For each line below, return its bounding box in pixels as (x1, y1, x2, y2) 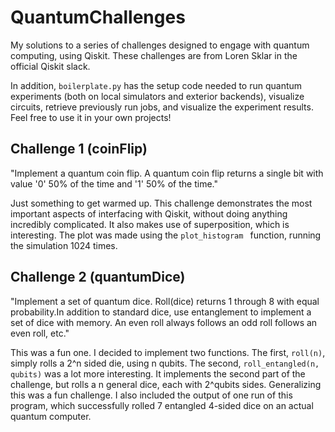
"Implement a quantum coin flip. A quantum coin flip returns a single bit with (10, 167, 324, 179)
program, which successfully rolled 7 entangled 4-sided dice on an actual (10, 399, 314, 411)
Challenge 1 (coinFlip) (10, 141, 148, 158)
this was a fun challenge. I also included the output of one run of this (10, 389, 293, 401)
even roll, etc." (10, 327, 70, 339)
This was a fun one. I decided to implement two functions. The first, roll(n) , (10, 346, 326, 358)
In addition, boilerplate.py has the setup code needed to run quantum (10, 79, 303, 91)
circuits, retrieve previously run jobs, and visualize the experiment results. (10, 101, 314, 113)
